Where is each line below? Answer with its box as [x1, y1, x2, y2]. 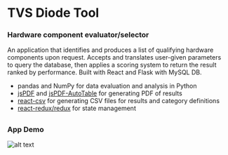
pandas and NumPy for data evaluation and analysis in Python [17, 82, 197, 90]
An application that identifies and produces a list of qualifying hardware [7, 46, 214, 54]
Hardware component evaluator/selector [7, 30, 149, 40]
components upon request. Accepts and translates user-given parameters [7, 53, 222, 62]
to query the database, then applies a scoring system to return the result [7, 61, 217, 69]
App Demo [7, 124, 44, 134]
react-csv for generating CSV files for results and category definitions [17, 97, 220, 105]
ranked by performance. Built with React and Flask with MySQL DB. [7, 68, 202, 76]
